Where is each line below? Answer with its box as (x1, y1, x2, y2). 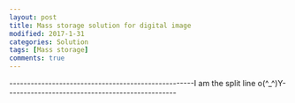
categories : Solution (9, 37, 89, 47)
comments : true (9, 54, 65, 63)
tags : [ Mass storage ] (9, 46, 89, 55)
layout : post (9, 12, 57, 22)
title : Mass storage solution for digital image (9, 21, 192, 30)
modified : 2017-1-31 (9, 29, 86, 38)
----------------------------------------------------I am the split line (9, 78, 256, 88)
